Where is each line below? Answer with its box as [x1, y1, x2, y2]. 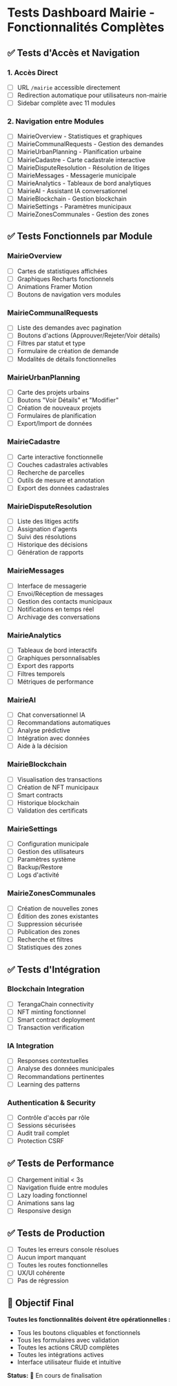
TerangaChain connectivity [17, 1000, 94, 1008]
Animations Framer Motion [17, 282, 93, 290]
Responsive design [17, 1207, 72, 1215]
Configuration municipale [17, 840, 90, 848]
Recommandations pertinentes [17, 1072, 105, 1080]
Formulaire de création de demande [17, 347, 119, 355]
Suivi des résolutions [17, 533, 77, 541]
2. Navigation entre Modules [7, 116, 105, 126]
